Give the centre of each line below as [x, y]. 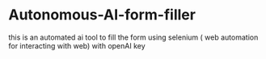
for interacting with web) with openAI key [77, 45]
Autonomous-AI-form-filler [102, 15]
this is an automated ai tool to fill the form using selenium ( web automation [133, 37]
